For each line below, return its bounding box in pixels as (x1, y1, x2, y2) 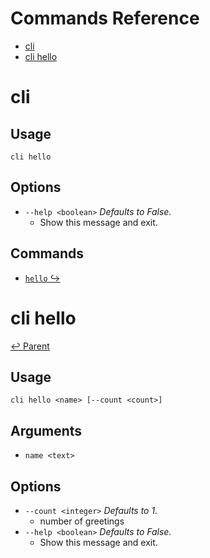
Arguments (10, 422, 83, 439)
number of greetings (39, 515, 125, 527)
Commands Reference (10, 7, 200, 30)
